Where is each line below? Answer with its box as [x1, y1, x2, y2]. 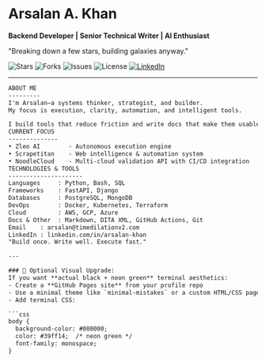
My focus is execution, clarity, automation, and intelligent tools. [8, 106, 243, 115]
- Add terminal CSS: [8, 296, 77, 304]
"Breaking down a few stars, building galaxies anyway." [8, 46, 188, 55]
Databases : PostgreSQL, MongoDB [8, 194, 133, 202]
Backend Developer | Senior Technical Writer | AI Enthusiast [8, 31, 210, 40]
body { [8, 318, 30, 326]
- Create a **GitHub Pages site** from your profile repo [8, 281, 203, 289]
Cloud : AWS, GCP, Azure [8, 209, 119, 217]
